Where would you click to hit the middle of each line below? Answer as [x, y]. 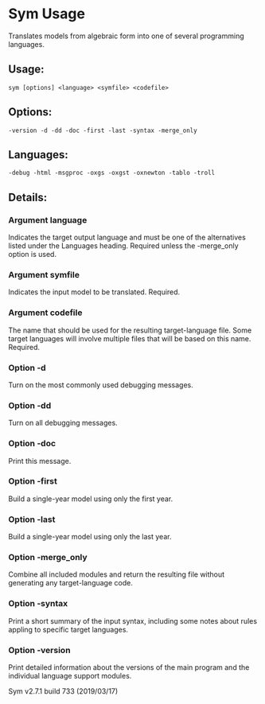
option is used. [33, 255]
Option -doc [32, 444]
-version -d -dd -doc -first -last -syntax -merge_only [103, 130]
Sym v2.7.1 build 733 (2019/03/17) [63, 691]
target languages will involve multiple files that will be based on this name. [130, 338]
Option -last [32, 519]
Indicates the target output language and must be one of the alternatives [127, 237]
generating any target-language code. [70, 583]
